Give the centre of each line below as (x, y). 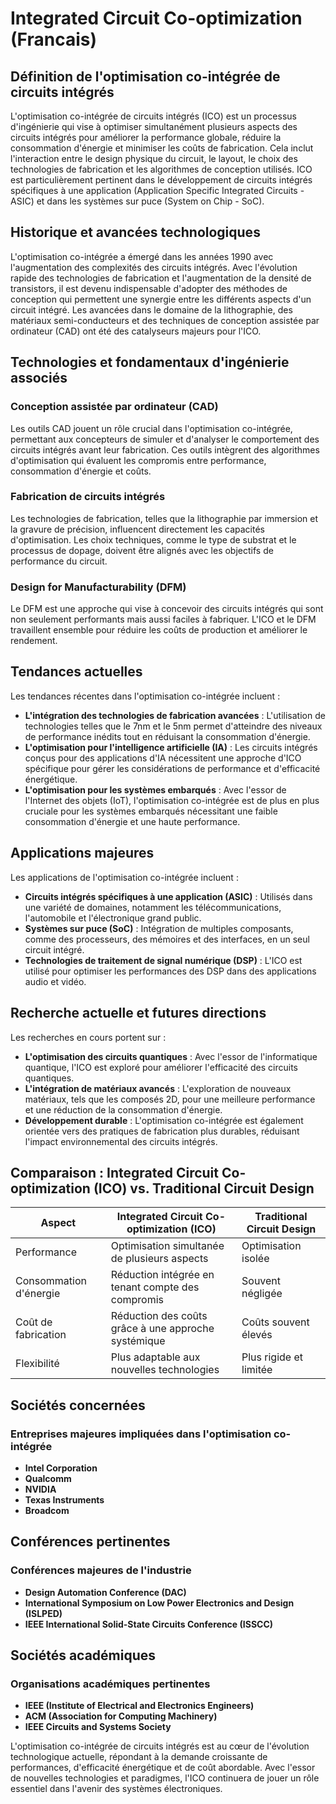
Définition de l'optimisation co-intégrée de (145, 76)
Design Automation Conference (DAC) (105, 1592)
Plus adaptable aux (155, 1357)
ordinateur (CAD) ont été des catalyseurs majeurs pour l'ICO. (136, 331)
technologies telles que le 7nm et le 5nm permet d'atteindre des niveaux (173, 726)
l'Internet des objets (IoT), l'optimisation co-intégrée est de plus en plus (172, 800)
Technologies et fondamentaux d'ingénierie (150, 362)
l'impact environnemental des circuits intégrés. (121, 1141)
